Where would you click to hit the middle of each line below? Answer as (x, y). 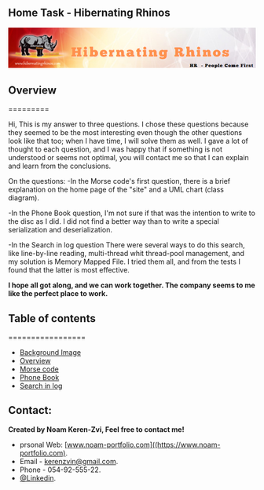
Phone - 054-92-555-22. (60, 470)
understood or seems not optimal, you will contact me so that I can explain (128, 158)
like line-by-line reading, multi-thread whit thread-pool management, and (126, 254)
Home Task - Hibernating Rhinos (89, 13)
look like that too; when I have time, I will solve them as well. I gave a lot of (128, 141)
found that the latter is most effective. (69, 270)
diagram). (24, 198)
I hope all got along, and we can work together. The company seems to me (132, 285)
